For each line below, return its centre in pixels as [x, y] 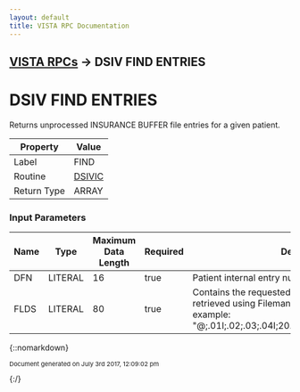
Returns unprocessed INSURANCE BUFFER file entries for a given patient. [145, 125]
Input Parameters [48, 217]
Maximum [114, 241]
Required [164, 252]
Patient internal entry [236, 278]
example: [212, 314]
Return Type [39, 191]
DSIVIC [89, 176]
